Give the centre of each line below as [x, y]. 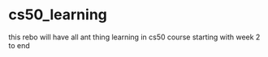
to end [19, 45]
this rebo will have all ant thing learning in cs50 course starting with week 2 [134, 37]
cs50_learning [58, 15]
